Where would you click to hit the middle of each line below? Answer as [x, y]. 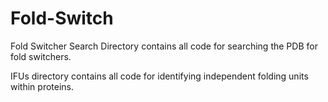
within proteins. [42, 86]
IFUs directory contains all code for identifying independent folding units [159, 76]
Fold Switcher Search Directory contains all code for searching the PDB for [164, 46]
